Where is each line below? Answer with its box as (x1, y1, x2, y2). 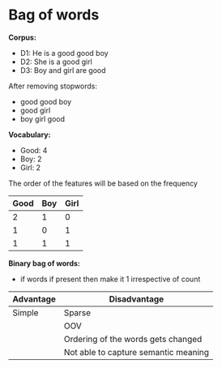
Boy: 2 (19, 154, 42, 164)
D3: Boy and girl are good (19, 65, 106, 75)
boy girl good (19, 113, 66, 123)
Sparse (63, 306, 92, 318)
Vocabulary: (8, 130, 51, 139)
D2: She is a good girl (19, 57, 93, 66)
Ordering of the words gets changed (63, 333, 203, 344)
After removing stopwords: (8, 81, 97, 91)
